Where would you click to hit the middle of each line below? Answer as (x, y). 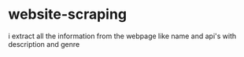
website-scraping (68, 14)
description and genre (44, 44)
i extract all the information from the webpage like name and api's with (122, 36)
